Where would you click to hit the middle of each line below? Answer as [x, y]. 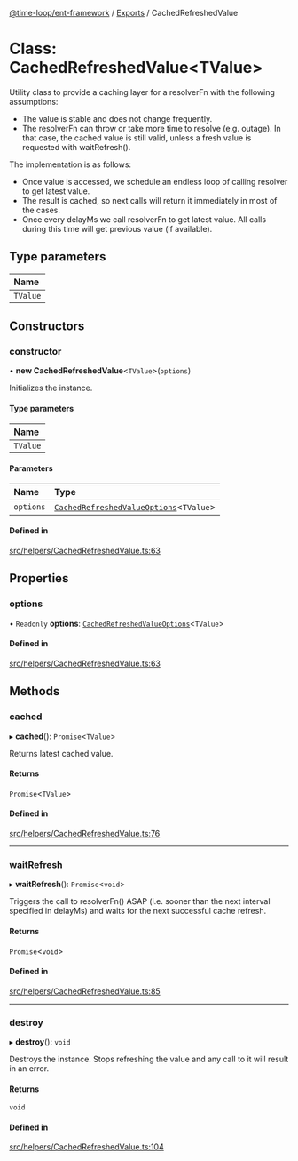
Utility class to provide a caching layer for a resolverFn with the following [142, 92]
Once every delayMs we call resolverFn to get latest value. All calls [144, 219]
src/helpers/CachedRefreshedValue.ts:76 [85, 834]
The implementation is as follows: [70, 164]
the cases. [41, 210]
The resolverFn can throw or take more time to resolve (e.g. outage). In [151, 128]
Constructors [47, 327]
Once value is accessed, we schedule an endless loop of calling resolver [155, 181]
